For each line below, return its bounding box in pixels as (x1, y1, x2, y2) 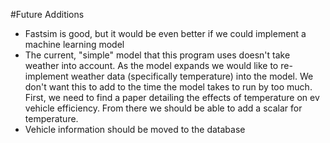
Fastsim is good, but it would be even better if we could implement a (24, 28, 307, 39)
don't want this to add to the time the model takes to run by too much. (24, 81, 313, 93)
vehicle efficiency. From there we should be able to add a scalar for (24, 102, 303, 114)
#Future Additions (10, 9, 85, 20)
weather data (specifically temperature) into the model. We (70, 70, 314, 82)
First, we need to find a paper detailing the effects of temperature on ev (24, 92, 320, 103)
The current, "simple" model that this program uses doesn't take (24, 49, 291, 61)
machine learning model (24, 39, 125, 50)
